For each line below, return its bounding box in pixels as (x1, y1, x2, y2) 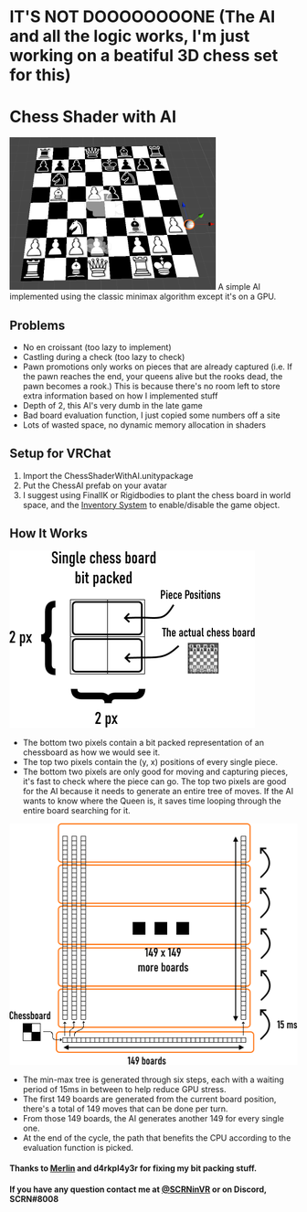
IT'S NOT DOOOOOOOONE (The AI (9, 6, 276, 27)
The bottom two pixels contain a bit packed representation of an (22, 737, 265, 748)
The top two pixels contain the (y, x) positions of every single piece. (22, 756, 279, 767)
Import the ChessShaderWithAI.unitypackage (22, 470, 194, 481)
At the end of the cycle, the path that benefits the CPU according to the (22, 1132, 291, 1143)
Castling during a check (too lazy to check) (22, 351, 185, 362)
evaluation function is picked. (22, 1142, 134, 1153)
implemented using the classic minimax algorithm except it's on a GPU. (9, 291, 277, 303)
